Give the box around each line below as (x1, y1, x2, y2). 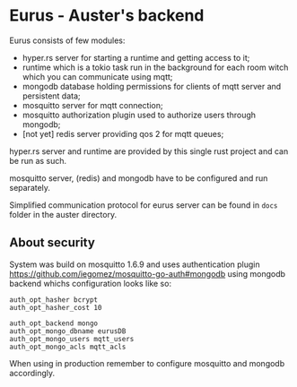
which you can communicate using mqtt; (22, 71, 173, 82)
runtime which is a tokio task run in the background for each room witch (22, 62, 289, 73)
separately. (9, 182, 51, 193)
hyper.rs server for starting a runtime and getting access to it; (22, 52, 250, 63)
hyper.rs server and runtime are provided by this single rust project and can (9, 145, 289, 157)
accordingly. (9, 367, 56, 378)
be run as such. (9, 155, 67, 166)
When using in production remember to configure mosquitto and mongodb (9, 357, 285, 368)
